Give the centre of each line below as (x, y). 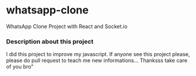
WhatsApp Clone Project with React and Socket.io (67, 26)
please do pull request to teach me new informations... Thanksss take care (97, 61)
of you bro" (20, 67)
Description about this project (50, 42)
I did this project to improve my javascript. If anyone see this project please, (98, 54)
